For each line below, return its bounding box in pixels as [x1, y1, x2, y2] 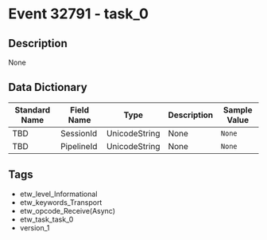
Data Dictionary [8, 81, 87, 94]
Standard [14, 104, 51, 116]
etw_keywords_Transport [19, 197, 103, 207]
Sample [222, 104, 253, 116]
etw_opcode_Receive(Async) [19, 206, 116, 215]
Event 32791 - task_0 [8, 5, 149, 23]
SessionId [60, 128, 98, 139]
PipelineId [60, 140, 98, 151]
